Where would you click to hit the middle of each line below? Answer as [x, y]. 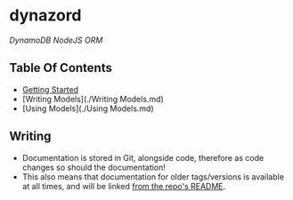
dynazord [45, 16]
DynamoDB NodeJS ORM [56, 40]
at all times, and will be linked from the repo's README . [124, 186]
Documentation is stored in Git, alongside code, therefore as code [143, 157]
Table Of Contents [61, 68]
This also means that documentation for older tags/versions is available [153, 176]
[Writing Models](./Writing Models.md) [93, 99]
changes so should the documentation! [94, 167]
